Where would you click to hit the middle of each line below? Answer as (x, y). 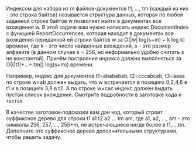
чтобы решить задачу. (34, 137)
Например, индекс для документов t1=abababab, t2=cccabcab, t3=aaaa (96, 76)
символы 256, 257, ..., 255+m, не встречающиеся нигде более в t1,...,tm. (96, 125)
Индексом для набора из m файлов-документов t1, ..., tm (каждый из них (97, 9)
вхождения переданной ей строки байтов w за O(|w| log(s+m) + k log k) (96, 40)
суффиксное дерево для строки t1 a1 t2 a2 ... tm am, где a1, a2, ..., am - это (98, 118)
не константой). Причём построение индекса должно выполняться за (94, 58)
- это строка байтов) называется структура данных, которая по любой (94, 15)
